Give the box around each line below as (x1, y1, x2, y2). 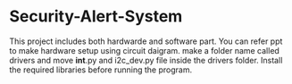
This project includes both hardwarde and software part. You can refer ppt (9, 36, 283, 46)
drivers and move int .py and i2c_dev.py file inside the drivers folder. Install (9, 55, 283, 65)
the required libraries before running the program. (9, 64, 193, 75)
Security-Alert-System (9, 6, 183, 27)
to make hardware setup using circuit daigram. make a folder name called (9, 45, 279, 55)
